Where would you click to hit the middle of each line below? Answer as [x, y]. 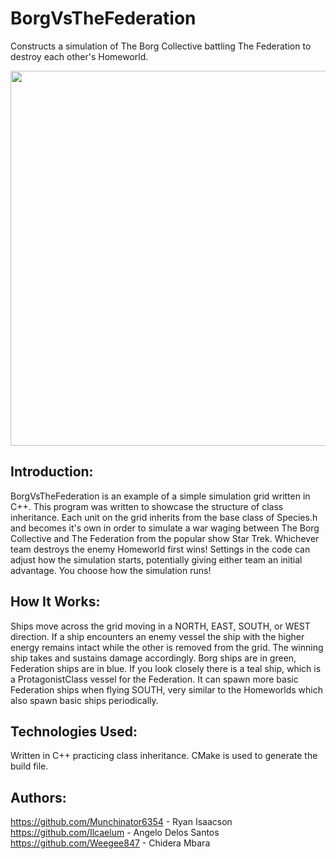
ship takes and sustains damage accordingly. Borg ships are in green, [153, 658]
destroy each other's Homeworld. [79, 56]
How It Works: [55, 602]
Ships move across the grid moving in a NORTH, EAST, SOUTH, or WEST [160, 626]
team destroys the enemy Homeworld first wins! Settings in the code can [160, 549]
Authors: [38, 797]
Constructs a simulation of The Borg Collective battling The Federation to [161, 46]
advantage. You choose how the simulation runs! [111, 570]
